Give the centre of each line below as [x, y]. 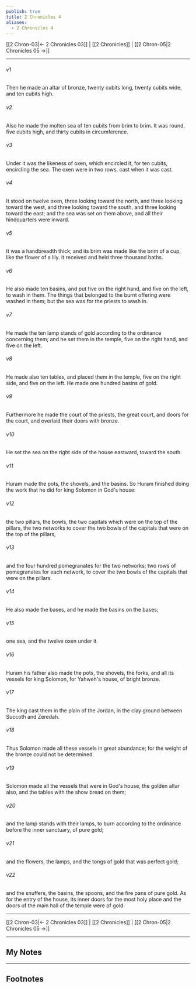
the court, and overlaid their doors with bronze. [63, 421]
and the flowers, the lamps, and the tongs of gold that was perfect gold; [92, 862]
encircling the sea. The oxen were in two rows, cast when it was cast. [90, 169]
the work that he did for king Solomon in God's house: [71, 490]
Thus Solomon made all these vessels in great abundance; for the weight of [97, 748]
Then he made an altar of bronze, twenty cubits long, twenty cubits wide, [94, 88]
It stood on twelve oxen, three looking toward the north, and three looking [94, 201]
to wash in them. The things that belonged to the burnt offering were [88, 295]
